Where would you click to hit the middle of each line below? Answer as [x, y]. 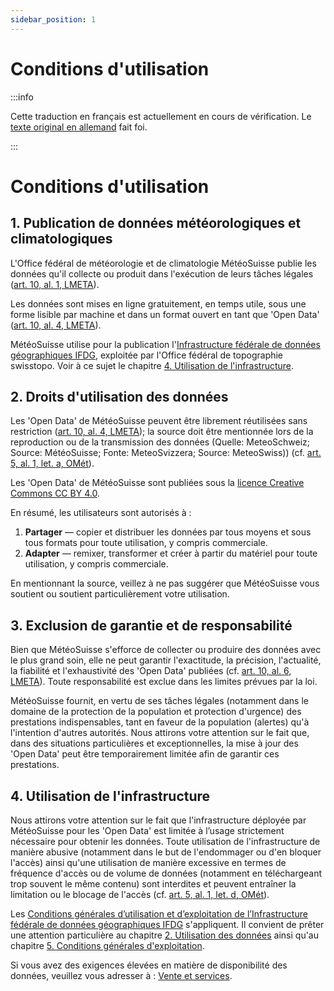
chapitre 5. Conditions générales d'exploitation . [107, 945]
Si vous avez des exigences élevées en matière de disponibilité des [149, 965]
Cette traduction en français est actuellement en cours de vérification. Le [161, 116]
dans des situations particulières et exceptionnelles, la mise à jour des [154, 743]
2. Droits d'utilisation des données [119, 396]
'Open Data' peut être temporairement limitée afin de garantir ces [145, 754]
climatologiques [61, 239]
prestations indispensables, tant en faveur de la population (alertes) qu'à [160, 722]
